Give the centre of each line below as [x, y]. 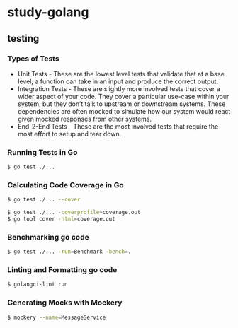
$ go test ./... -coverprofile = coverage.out [74, 213]
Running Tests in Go [42, 152]
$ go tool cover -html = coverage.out [61, 219]
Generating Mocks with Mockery [65, 303]
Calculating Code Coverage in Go [66, 184]
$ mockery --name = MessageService [57, 317]
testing [23, 39]
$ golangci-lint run [38, 285]
